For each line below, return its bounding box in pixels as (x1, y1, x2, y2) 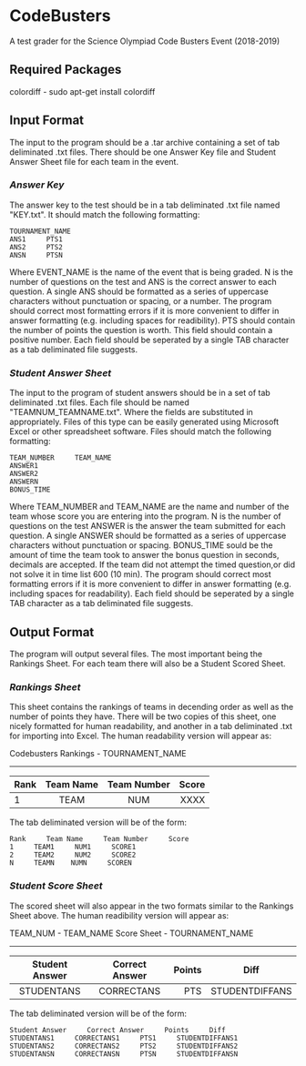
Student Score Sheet (9, 879, 103, 892)
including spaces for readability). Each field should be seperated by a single (9, 588, 294, 599)
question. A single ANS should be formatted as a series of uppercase (9, 286, 269, 297)
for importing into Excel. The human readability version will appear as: (9, 730, 271, 742)
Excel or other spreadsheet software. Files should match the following (9, 426, 271, 437)
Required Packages (9, 62, 122, 77)
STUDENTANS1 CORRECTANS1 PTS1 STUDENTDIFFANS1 (9, 1033, 239, 1042)
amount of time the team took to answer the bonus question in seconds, (9, 550, 280, 561)
